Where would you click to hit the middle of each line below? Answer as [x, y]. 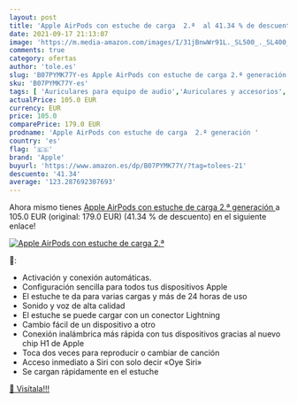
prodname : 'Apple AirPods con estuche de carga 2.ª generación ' [134, 133]
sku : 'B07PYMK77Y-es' [49, 83]
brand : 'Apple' [37, 157]
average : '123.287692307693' [63, 182]
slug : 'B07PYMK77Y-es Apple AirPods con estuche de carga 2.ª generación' [150, 75]
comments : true [37, 50]
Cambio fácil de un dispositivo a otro [89, 325]
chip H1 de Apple [53, 344]
